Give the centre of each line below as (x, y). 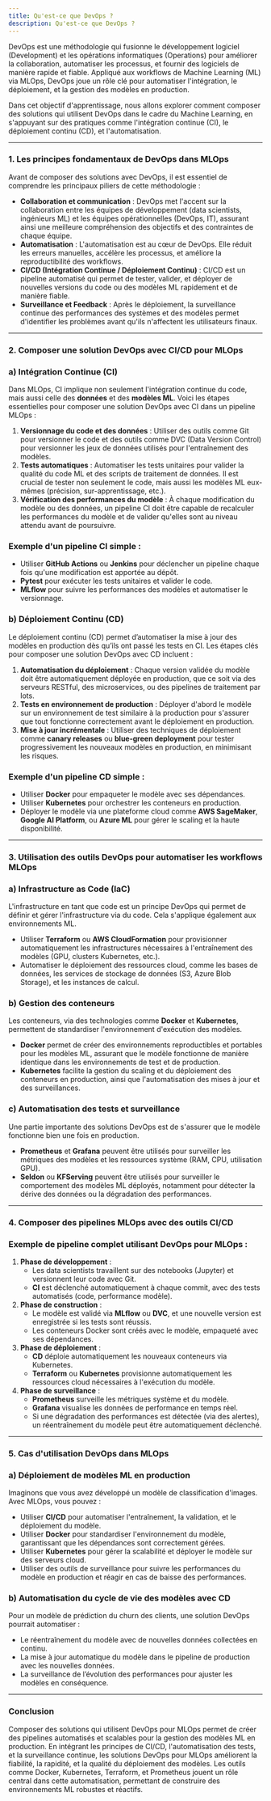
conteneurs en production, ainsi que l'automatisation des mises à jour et (140, 1080)
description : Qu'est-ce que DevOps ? (72, 23)
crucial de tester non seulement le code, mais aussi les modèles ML (133, 483)
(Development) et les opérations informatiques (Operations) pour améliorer (133, 55)
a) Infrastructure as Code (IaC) (69, 889)
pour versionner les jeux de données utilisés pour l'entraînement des (134, 448)
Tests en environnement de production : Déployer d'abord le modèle (135, 704)
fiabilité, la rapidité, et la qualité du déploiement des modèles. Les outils (127, 1763)
